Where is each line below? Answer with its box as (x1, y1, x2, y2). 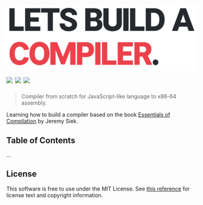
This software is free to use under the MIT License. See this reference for (6, 185, 190, 192)
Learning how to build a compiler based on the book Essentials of (6, 111, 170, 119)
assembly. (21, 99, 47, 106)
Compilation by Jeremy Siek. (6, 117, 78, 125)
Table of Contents (6, 135, 76, 145)
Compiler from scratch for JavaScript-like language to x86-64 (21, 93, 177, 100)
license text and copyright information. (6, 191, 103, 199)
